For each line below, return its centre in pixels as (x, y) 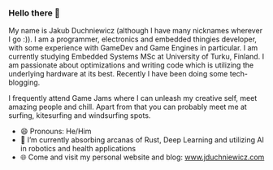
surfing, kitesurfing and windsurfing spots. (80, 116)
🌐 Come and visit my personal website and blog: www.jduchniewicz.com (142, 157)
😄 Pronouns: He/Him (56, 131)
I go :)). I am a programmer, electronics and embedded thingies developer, (133, 39)
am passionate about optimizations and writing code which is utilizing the (131, 65)
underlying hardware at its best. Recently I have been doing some (118, 74)
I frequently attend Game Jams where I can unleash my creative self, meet (133, 98)
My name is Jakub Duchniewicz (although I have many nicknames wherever (135, 31)
